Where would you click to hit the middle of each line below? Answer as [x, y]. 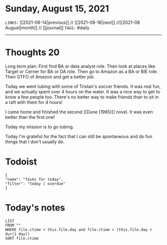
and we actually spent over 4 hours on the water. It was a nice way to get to [83, 91]
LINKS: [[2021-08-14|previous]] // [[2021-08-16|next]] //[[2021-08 [73, 22]
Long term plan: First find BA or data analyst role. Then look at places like [80, 66]
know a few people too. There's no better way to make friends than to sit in [82, 97]
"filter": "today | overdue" [35, 184]
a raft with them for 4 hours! [34, 102]
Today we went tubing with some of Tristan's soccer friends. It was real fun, [83, 86]
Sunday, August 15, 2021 [57, 9]
